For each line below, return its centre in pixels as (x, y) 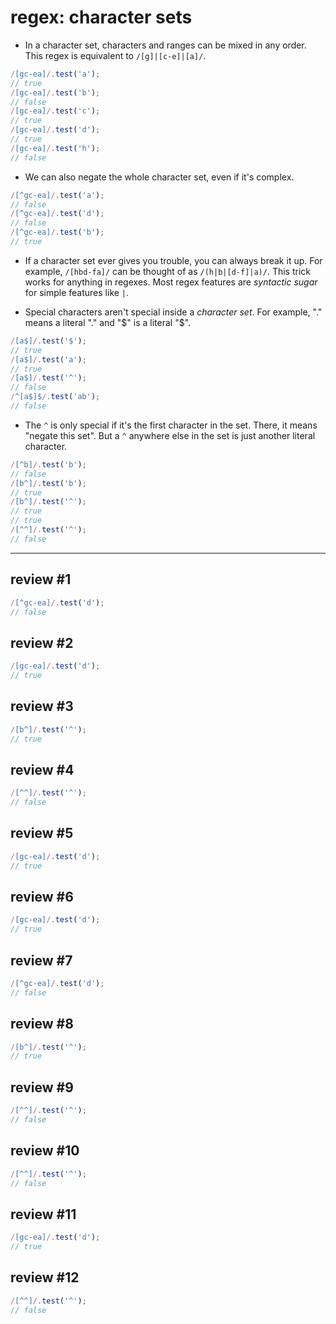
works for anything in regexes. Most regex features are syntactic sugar (171, 282)
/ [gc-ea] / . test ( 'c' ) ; (55, 111)
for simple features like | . (77, 292)
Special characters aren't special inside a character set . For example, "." (173, 312)
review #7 (41, 960)
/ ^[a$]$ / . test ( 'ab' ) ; (55, 397)
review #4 (42, 769)
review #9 (42, 1087)
